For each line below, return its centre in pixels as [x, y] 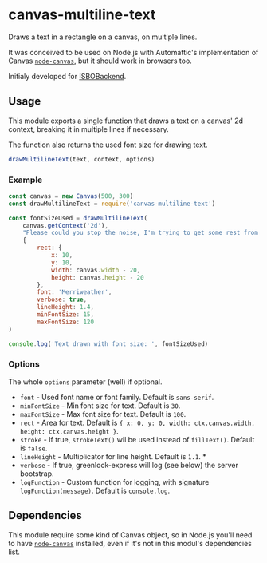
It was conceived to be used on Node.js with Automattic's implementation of [133, 52]
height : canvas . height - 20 [98, 277]
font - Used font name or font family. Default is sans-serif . [117, 397]
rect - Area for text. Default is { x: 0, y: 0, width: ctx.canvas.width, [137, 422]
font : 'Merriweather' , [75, 292]
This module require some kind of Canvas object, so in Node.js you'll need [130, 535]
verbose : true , [62, 300]
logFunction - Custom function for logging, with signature [114, 482]
